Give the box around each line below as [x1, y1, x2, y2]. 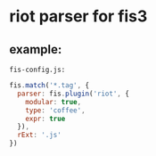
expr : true [25, 114, 66, 123]
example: [9, 42, 62, 57]
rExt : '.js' [17, 131, 62, 140]
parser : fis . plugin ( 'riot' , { [17, 89, 129, 98]
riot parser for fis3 [9, 6, 148, 27]
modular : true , [25, 97, 82, 106]
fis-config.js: [9, 65, 66, 74]
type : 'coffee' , [25, 105, 86, 115]
